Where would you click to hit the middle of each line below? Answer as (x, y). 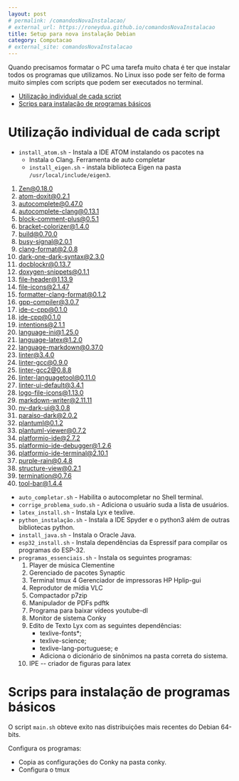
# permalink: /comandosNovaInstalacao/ (67, 21)
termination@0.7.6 (45, 475)
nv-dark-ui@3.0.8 (44, 408)
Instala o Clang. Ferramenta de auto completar (97, 159)
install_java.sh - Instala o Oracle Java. (77, 535)
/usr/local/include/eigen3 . (70, 174)
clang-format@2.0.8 (48, 249)
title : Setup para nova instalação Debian (72, 34)
